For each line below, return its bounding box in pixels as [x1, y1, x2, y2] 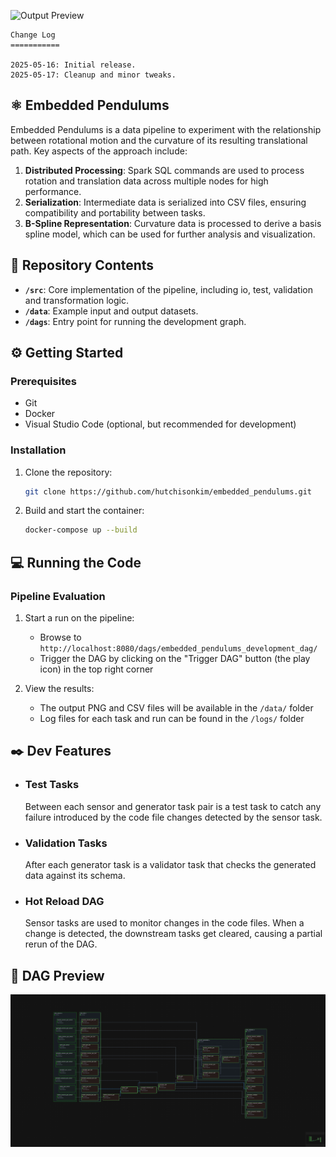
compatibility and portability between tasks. [24, 206, 206, 219]
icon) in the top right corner [39, 663, 154, 675]
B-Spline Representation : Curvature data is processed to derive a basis [24, 217, 322, 229]
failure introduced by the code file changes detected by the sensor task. [24, 811, 323, 823]
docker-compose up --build [24, 525, 138, 535]
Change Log [10, 30, 56, 40]
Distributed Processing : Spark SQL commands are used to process [24, 164, 305, 176]
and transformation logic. [24, 294, 129, 306]
